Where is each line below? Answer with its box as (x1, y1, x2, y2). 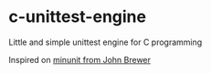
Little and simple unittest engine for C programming (8, 37, 203, 48)
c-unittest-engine (8, 6, 147, 27)
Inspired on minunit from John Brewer (8, 54, 152, 65)
